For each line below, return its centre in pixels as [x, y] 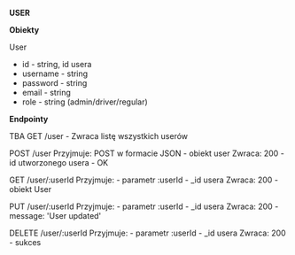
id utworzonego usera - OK [59, 162]
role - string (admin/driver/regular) [85, 102]
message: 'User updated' [55, 216]
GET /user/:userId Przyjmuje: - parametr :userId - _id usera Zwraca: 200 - [144, 180]
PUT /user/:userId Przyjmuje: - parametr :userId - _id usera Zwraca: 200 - [144, 206]
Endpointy [29, 119]
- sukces [25, 242]
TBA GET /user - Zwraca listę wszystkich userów [99, 136]
